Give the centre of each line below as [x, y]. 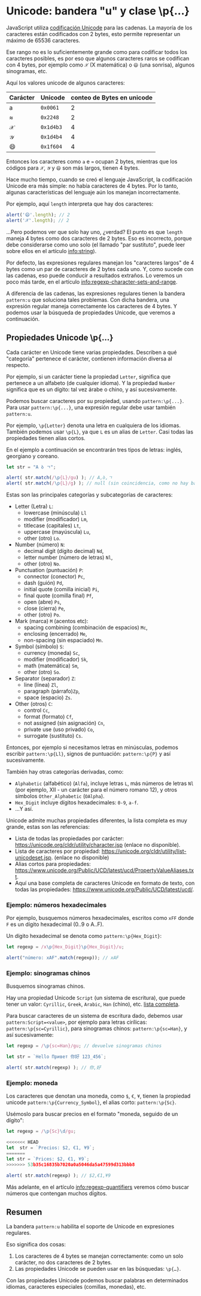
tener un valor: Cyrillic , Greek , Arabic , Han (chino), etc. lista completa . [93, 1004]
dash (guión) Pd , [44, 583]
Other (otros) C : [33, 704]
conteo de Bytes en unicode [112, 97]
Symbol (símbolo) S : [39, 647]
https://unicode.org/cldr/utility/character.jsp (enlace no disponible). [98, 845]
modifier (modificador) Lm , [56, 519]
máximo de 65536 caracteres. [43, 40]
